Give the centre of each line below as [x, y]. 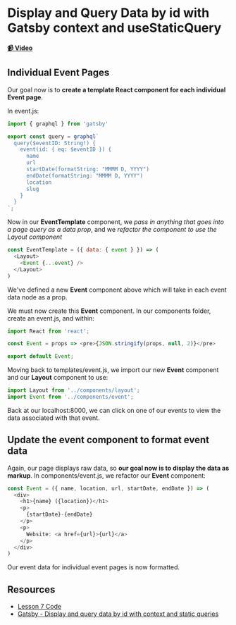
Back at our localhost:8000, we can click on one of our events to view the [114, 410]
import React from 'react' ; [49, 331]
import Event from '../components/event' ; [70, 397]
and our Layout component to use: [58, 378]
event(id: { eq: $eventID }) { [66, 149]
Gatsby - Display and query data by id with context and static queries [118, 614]
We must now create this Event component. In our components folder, [109, 311]
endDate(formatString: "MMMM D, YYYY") [84, 175]
